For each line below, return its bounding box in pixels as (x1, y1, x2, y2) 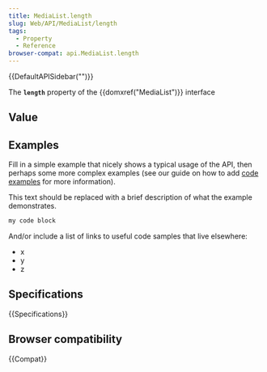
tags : (8, 27, 27, 35)
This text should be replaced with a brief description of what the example (8, 192, 252, 202)
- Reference (15, 42, 57, 50)
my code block (8, 217, 57, 225)
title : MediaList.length (8, 11, 92, 20)
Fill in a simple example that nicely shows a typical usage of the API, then (8, 159, 252, 170)
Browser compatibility (8, 332, 123, 346)
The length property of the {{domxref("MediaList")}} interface (8, 87, 216, 97)
